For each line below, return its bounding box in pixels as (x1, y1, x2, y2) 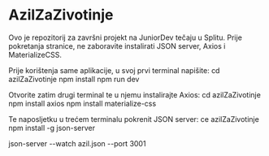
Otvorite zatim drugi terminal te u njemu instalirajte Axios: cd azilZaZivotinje (8, 89, 262, 99)
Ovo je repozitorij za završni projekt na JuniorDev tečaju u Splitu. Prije (8, 32, 242, 42)
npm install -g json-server (8, 123, 96, 132)
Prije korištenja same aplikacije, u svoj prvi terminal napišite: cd (8, 65, 220, 75)
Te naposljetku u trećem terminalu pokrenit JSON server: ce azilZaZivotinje (8, 114, 260, 123)
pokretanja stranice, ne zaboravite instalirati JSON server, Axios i (8, 41, 226, 50)
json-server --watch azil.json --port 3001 (8, 138, 146, 148)
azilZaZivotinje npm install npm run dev (8, 74, 140, 84)
